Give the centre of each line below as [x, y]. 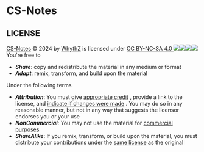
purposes [27, 129]
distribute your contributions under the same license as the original [99, 142]
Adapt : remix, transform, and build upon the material [81, 73]
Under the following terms [39, 85]
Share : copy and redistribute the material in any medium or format [98, 67]
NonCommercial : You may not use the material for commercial [94, 123]
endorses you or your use [47, 116]
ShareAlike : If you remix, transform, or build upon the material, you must [106, 136]
